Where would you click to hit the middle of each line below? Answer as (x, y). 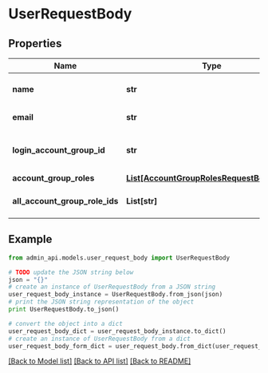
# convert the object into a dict (66, 323)
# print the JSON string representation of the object (101, 302)
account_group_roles (53, 178)
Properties (35, 44)
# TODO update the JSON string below (71, 272)
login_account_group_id (59, 150)
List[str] (142, 201)
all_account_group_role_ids (65, 201)
